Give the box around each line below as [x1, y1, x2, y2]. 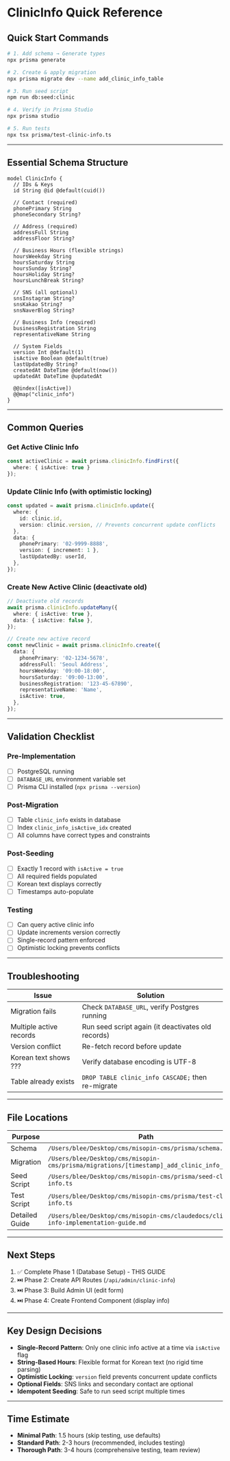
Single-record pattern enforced [16, 936, 105, 945]
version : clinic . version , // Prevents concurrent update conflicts [19, 521, 216, 528]
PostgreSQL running [16, 767, 75, 775]
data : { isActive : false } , [13, 616, 94, 624]
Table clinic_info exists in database [16, 816, 121, 824]
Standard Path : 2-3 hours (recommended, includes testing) [16, 1438, 186, 1447]
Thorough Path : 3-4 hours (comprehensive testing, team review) [16, 1446, 201, 1454]
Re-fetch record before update [81, 1042, 182, 1051]
